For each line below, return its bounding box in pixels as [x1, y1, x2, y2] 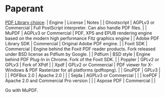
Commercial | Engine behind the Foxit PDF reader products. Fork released [5, 46, 156, 52]
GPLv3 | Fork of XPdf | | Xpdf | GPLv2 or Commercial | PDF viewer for [5, 62, 147, 68]
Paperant [5, 3, 44, 14]
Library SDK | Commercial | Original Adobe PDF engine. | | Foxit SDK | [5, 40, 148, 46]
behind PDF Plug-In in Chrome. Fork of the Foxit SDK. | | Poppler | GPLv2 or [5, 56, 160, 62]
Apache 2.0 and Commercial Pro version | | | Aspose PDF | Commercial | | [5, 78, 156, 84]
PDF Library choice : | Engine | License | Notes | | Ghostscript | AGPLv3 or [5, 19, 155, 25]
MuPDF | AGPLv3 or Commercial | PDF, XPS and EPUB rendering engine [5, 30, 153, 36]
